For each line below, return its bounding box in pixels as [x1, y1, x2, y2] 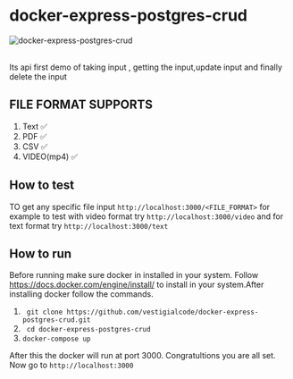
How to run [9, 246, 72, 261]
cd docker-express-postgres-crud [26, 325, 151, 334]
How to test [9, 178, 74, 193]
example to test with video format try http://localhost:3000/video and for [9, 211, 284, 222]
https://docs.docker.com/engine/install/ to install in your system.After [9, 279, 264, 291]
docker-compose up [21, 334, 91, 344]
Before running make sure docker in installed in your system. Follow [9, 270, 259, 281]
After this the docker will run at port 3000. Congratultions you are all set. [9, 350, 276, 361]
